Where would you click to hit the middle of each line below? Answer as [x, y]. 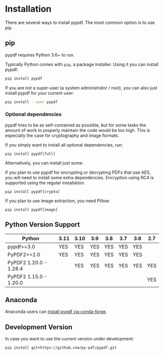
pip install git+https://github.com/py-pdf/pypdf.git [61, 348]
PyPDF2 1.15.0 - [27, 276]
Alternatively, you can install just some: [44, 163]
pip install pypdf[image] [31, 209]
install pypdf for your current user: [40, 93]
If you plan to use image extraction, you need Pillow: [58, 201]
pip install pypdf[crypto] [32, 191]
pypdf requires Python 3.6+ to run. [40, 55]
